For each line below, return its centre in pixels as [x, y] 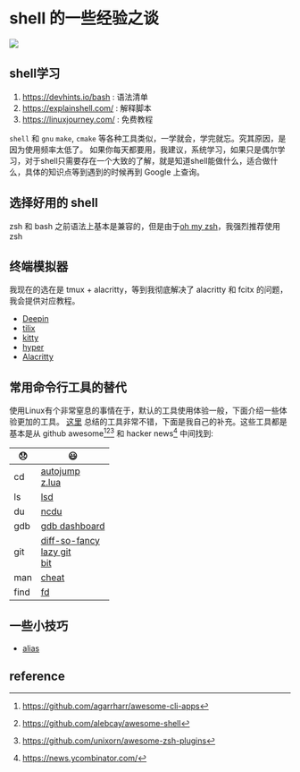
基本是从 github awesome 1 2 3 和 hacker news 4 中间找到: [112, 433]
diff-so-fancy [71, 540]
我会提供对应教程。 [45, 301]
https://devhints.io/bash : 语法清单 [85, 97]
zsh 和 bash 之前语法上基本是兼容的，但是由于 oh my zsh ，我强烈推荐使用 [145, 226]
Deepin [35, 319]
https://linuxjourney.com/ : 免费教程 [87, 119]
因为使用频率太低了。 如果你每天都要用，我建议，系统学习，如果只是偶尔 [143, 150]
